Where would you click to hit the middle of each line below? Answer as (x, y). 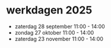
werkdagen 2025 (49, 10)
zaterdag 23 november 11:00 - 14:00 (59, 39)
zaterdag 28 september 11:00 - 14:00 (60, 26)
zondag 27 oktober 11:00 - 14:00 (54, 32)
